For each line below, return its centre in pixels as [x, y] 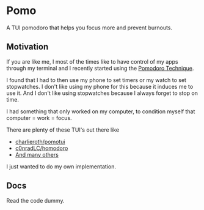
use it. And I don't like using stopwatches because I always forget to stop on [102, 93]
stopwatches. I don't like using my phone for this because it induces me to [100, 86]
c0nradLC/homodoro [42, 148]
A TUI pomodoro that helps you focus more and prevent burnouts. [89, 28]
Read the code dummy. [35, 200]
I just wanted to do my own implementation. [61, 167]
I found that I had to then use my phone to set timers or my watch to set [96, 80]
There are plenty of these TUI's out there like [63, 130]
